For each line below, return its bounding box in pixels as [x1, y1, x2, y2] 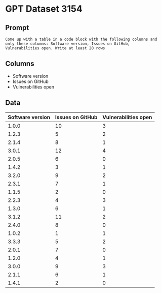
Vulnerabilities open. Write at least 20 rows [5, 46, 105, 51]
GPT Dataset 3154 [5, 3, 83, 15]
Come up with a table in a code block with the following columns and [5, 37, 157, 42]
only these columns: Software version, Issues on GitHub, [5, 41, 130, 46]
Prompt [5, 23, 29, 32]
